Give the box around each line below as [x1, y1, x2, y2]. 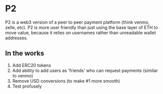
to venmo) [12, 72, 34, 79]
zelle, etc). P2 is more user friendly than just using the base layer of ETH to [5, 24, 158, 30]
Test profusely [12, 83, 42, 89]
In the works [5, 49, 45, 58]
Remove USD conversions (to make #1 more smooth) [12, 78, 120, 84]
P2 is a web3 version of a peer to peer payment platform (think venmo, [5, 19, 150, 25]
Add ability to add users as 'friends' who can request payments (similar [12, 67, 159, 73]
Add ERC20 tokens [12, 62, 51, 68]
